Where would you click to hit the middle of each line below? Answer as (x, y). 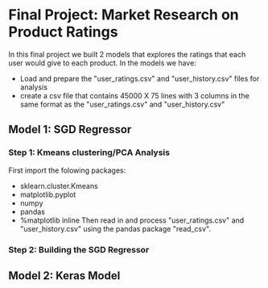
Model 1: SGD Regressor (70, 129)
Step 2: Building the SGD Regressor (79, 249)
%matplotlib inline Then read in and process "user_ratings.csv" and (132, 220)
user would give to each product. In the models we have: (103, 63)
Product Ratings (63, 32)
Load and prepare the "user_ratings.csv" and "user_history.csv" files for (140, 78)
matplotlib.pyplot (48, 194)
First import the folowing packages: (67, 170)
